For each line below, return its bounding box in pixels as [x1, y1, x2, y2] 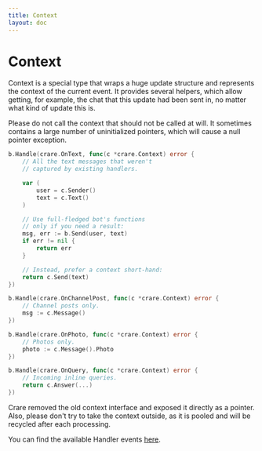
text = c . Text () [36, 194, 89, 202]
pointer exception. [8, 135, 67, 145]
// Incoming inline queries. [22, 374, 118, 382]
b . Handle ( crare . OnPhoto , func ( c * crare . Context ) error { [8, 330, 198, 338]
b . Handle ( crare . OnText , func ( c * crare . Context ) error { [8, 151, 195, 158]
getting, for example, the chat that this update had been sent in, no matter [8, 95, 247, 104]
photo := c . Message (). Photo [22, 345, 114, 353]
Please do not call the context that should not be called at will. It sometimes [8, 118, 253, 128]
